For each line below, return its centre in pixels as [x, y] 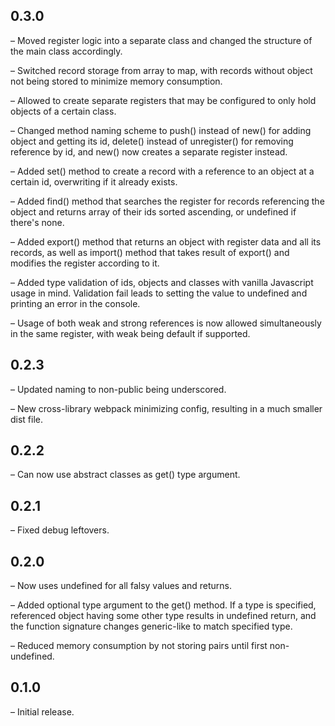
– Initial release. [42, 711]
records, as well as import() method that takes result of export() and [150, 252]
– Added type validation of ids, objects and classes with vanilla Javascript [162, 282]
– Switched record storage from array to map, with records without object [161, 70]
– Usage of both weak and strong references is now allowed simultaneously [166, 323]
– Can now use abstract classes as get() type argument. [125, 475]
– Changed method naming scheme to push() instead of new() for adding [161, 130]
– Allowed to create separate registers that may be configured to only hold [163, 100]
